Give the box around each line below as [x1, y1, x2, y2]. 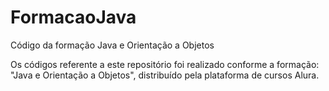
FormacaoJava [10, 6, 137, 29]
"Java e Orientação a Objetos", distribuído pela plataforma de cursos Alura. [10, 69, 320, 81]
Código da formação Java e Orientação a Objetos [10, 39, 215, 51]
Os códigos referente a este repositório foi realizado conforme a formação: [10, 58, 320, 70]
